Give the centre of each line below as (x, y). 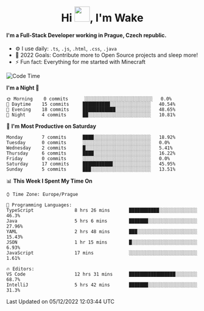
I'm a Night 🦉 (23, 88)
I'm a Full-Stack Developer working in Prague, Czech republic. (86, 35)
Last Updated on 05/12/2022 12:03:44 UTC (60, 302)
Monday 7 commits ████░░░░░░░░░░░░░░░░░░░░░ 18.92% (91, 138)
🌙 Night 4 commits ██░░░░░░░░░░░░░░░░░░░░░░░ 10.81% (91, 115)
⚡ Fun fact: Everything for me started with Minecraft (80, 62)
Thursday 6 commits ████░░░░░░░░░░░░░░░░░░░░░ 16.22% (91, 153)
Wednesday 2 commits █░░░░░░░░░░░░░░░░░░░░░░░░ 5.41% (90, 148)
